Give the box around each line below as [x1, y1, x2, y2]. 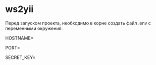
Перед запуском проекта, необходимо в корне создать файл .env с [5, 20, 151, 26]
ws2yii [5, 3, 34, 15]
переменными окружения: [5, 25, 63, 31]
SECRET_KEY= [5, 54, 36, 60]
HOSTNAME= [5, 35, 34, 41]
